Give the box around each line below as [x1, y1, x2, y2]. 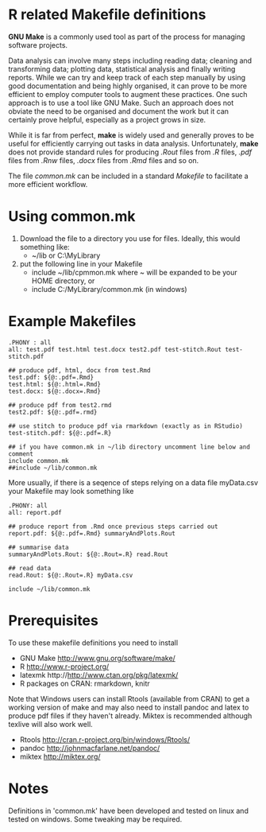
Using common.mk [8, 208, 137, 226]
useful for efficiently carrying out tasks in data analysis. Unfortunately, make [8, 138, 259, 148]
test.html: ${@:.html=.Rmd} [8, 380, 102, 388]
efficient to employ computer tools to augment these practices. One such [8, 89, 248, 99]
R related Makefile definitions [8, 6, 206, 24]
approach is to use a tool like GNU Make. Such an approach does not [8, 98, 234, 107]
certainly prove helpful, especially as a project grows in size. [8, 115, 206, 124]
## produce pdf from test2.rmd [8, 401, 112, 409]
